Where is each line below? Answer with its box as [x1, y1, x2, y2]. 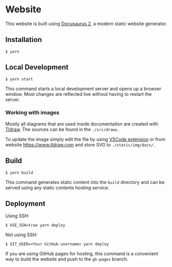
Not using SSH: [5, 232, 37, 238]
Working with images [5, 109, 60, 116]
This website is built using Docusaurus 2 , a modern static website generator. [5, 20, 167, 27]
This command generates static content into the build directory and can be [5, 179, 165, 185]
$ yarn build [5, 170, 33, 175]
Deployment [5, 199, 46, 208]
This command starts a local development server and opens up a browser [5, 86, 162, 92]
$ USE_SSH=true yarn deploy [5, 223, 66, 228]
